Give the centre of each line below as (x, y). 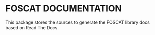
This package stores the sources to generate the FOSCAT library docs (78, 22)
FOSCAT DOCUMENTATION (63, 9)
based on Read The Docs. (32, 27)
